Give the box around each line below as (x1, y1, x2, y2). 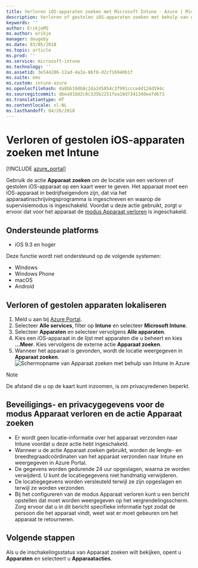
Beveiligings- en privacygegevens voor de (6, 400, 165, 410)
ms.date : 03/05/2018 (6, 42, 57, 48)
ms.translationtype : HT (6, 96, 65, 102)
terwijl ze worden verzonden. (14, 484, 85, 491)
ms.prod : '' (6, 53, 35, 59)
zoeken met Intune (6, 146, 99, 159)
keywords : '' (6, 20, 38, 25)
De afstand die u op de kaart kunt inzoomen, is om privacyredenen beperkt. (6, 382, 190, 389)
